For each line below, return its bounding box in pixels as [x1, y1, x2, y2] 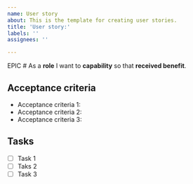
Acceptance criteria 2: [17, 108, 82, 116]
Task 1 [17, 154, 36, 162]
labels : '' [7, 29, 39, 37]
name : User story [7, 10, 58, 17]
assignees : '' [7, 36, 49, 43]
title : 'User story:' [7, 23, 71, 30]
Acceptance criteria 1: [17, 100, 81, 108]
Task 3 [17, 169, 37, 178]
